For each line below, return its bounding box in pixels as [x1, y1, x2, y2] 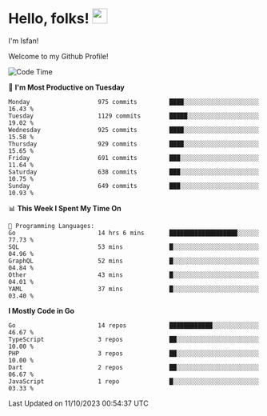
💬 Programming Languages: [8, 222, 94, 230]
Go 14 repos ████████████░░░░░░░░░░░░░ [8, 321, 260, 330]
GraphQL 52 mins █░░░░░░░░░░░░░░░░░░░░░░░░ [8, 257, 260, 265]
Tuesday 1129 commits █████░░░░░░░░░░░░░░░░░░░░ [8, 112, 260, 120]
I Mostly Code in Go [8, 306, 74, 315]
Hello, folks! [8, 10, 90, 28]
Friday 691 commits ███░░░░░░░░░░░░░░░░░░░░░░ [8, 154, 260, 162]
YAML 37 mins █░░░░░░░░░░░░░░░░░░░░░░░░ [8, 285, 260, 293]
